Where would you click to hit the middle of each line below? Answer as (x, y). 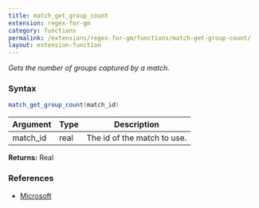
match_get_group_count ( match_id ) (64, 105)
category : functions (43, 30)
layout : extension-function (55, 45)
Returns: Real (31, 158)
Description (137, 124)
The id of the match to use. (137, 138)
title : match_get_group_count (59, 16)
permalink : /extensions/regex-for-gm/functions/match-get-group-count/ (129, 38)
